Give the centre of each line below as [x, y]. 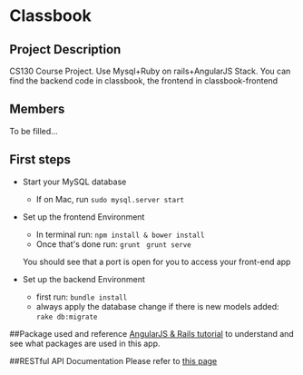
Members [37, 109]
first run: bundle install [82, 297]
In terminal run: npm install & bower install [120, 234]
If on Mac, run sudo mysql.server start [110, 199]
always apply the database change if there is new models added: [157, 306]
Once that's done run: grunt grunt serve [114, 244]
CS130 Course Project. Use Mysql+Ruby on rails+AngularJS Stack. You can [150, 71]
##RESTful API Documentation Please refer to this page [113, 360]
